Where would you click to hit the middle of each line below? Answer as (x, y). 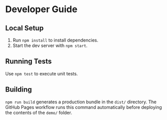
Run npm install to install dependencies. (55, 40)
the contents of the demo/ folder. (39, 112)
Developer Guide (41, 9)
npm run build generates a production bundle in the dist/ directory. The (81, 102)
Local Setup (25, 28)
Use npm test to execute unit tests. (42, 73)
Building (19, 90)
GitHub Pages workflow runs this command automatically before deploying (84, 107)
